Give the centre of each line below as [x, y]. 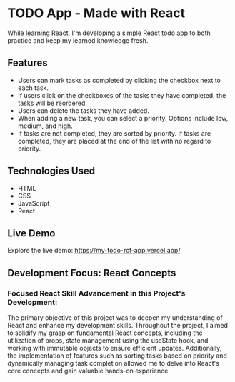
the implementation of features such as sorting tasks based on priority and [117, 356]
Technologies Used [51, 171]
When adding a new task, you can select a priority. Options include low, [123, 118]
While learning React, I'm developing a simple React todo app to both [109, 33]
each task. [33, 88]
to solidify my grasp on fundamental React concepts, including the [105, 333]
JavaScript [34, 203]
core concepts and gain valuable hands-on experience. [89, 371]
